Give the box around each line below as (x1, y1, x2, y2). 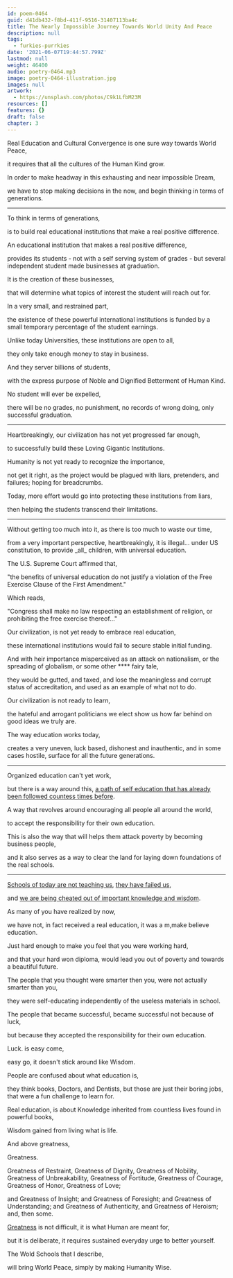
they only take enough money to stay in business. (7, 349, 149, 358)
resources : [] (7, 101, 49, 107)
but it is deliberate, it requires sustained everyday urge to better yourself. (7, 1236, 216, 1245)
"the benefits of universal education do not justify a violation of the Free (7, 573, 213, 581)
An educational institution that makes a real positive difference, (7, 241, 187, 249)
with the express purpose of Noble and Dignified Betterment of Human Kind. (7, 376, 226, 385)
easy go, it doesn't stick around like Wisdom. (7, 1057, 136, 1066)
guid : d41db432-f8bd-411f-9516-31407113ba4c (7, 17, 138, 24)
